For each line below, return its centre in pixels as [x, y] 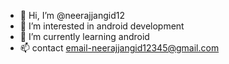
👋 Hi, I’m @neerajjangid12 [72, 15]
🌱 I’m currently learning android [84, 36]
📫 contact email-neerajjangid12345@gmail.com [119, 48]
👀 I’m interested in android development [102, 26]
